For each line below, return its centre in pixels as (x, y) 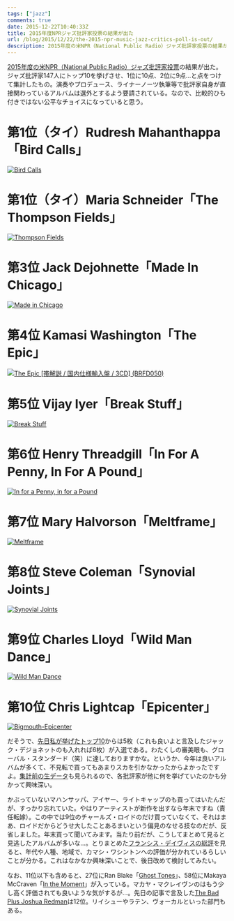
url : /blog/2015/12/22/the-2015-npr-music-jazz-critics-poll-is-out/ (110, 40)
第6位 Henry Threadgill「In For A (103, 454)
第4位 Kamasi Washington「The (102, 335)
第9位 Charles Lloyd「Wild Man (100, 639)
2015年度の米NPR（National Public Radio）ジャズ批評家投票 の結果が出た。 (115, 67)
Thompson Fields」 (65, 218)
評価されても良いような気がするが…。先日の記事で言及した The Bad (122, 893)
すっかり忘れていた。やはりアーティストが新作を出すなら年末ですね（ (119, 808)
